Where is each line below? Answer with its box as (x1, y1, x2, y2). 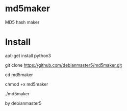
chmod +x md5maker (5, 81, 49, 87)
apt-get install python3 (5, 53, 51, 58)
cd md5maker (5, 72, 33, 78)
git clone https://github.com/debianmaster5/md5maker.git (5, 62, 122, 68)
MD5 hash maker (5, 19, 40, 25)
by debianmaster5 (5, 100, 42, 106)
